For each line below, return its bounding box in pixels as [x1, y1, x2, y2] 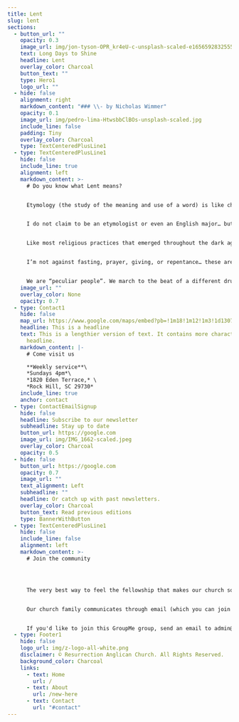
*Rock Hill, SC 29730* [26, 383, 94, 391]
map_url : [20, 317, 46, 324]
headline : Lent [20, 57, 65, 64]
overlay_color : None [20, 291, 81, 298]
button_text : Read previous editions [20, 509, 132, 516]
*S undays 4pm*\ [26, 370, 72, 377]
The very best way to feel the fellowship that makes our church [26, 586, 224, 594]
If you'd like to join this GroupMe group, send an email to [26, 625, 212, 632]
